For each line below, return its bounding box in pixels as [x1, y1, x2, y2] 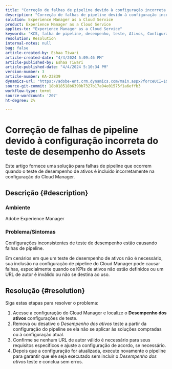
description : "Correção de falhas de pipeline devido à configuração [5, 12, 157, 17]
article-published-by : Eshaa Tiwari [5, 60, 83, 65]
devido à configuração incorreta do [5, 135, 159, 147]
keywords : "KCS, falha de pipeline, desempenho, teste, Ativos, [5, 31, 145, 36]
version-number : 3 [5, 70, 45, 75]
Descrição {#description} [5, 189, 89, 197]
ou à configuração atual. [12, 331, 64, 337]
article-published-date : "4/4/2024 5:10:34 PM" [5, 64, 109, 70]
